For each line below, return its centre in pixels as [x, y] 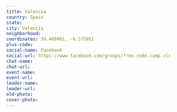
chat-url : [18, 67]
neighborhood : [24, 34]
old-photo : [20, 94]
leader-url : [21, 89]
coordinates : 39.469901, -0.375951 [50, 39]
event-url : [20, 78]
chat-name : [20, 61]
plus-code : [20, 45]
